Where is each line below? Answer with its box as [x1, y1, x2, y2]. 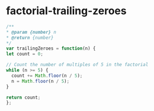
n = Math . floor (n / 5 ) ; [11, 78, 69, 84]
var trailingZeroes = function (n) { [6, 45, 96, 51]
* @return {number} [6, 34, 54, 41]
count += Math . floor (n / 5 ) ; [11, 73, 83, 79]
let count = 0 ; [6, 51, 43, 57]
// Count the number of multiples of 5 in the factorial [6, 62, 149, 68]
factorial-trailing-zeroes [6, 4, 127, 18]
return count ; [6, 94, 41, 100]
